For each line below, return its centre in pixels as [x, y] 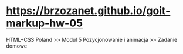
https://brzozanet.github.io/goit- [88, 11]
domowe [17, 46]
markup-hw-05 [45, 23]
